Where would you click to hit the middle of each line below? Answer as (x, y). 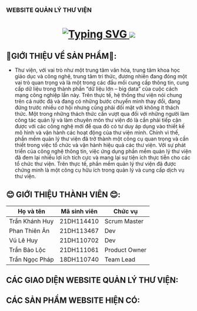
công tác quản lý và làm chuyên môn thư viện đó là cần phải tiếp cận (98, 120)
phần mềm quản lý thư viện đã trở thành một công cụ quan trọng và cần (102, 139)
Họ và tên (31, 211)
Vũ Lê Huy (24, 240)
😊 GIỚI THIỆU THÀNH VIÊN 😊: (63, 195)
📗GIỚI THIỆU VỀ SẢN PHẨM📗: (61, 56)
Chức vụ (126, 211)
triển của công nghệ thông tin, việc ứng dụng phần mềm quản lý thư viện (103, 151)
